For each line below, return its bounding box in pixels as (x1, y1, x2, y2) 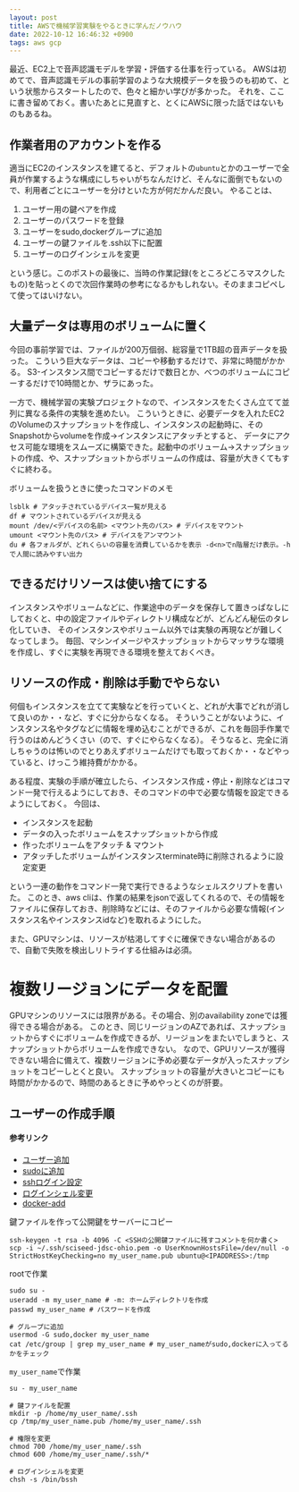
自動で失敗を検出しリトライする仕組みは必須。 (24, 945, 197, 955)
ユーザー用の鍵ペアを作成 (21, 204, 117, 215)
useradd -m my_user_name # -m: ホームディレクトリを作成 (9, 1296, 209, 1305)
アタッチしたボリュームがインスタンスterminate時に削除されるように (21, 851, 277, 861)
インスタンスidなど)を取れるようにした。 (55, 914, 207, 925)
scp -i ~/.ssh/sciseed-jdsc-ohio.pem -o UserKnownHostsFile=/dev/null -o (9, 1244, 290, 1253)
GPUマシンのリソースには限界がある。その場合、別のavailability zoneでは (9, 1010, 280, 1021)
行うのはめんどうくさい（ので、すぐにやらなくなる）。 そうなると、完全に (9, 734, 281, 745)
